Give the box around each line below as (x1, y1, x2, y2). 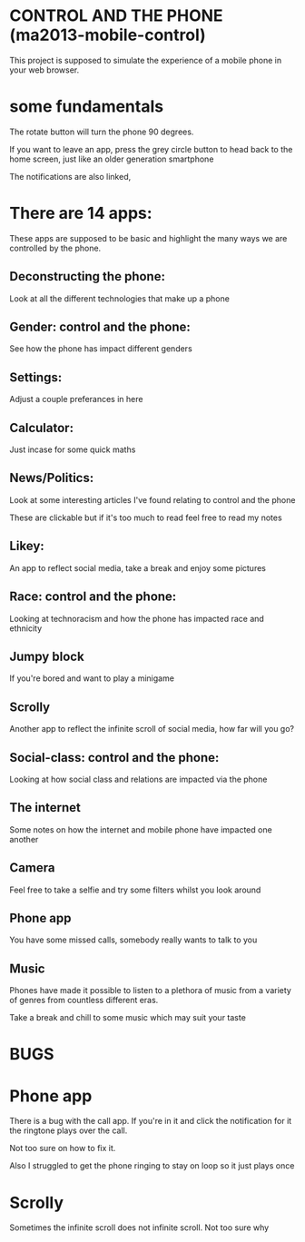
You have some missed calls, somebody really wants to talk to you (9, 934, 258, 945)
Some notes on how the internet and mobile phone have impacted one (9, 823, 272, 835)
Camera (9, 860, 55, 876)
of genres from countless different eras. (9, 995, 159, 1006)
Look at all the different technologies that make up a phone (9, 292, 230, 304)
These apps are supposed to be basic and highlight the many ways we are (9, 232, 288, 243)
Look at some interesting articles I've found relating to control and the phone (9, 494, 296, 505)
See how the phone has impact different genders (9, 343, 192, 354)
